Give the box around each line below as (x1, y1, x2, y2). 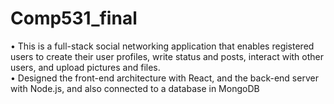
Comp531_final (10, 7, 138, 30)
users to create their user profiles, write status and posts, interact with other (10, 50, 325, 62)
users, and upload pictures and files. (10, 61, 161, 73)
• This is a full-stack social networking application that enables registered (10, 40, 315, 52)
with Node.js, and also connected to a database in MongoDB (10, 82, 260, 94)
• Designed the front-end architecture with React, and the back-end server (10, 72, 319, 84)
